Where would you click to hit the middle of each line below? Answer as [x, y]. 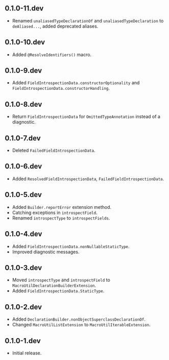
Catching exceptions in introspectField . [55, 212]
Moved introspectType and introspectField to [61, 280]
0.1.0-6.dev [23, 166]
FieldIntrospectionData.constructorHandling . [61, 88]
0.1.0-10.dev [25, 42]
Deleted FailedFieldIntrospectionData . [54, 151]
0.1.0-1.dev [23, 341]
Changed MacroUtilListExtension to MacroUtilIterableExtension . [81, 325]
